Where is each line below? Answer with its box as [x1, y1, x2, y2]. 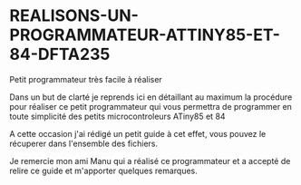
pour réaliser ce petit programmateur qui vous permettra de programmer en [9, 101, 293, 112]
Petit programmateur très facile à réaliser [9, 73, 163, 84]
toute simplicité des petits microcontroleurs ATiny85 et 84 [9, 111, 226, 122]
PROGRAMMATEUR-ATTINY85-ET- [9, 24, 281, 45]
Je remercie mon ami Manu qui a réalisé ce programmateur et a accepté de [9, 155, 291, 166]
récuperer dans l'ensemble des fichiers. [9, 138, 159, 149]
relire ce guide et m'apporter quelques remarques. [9, 165, 198, 176]
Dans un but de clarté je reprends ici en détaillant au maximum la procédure [9, 92, 293, 102]
